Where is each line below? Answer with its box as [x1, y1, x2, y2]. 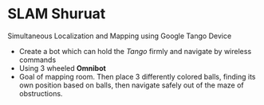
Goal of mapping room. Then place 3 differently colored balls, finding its [18, 72, 256, 81]
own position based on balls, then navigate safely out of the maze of [18, 80, 244, 90]
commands [18, 55, 57, 64]
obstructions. [18, 88, 63, 98]
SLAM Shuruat [7, 5, 106, 23]
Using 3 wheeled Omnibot [18, 63, 107, 72]
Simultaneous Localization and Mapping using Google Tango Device [7, 31, 232, 41]
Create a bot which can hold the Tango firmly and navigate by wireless [18, 46, 252, 56]
